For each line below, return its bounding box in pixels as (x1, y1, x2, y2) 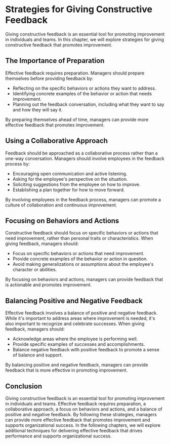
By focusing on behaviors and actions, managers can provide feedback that (5, 276, 163, 282)
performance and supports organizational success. (5, 433, 112, 439)
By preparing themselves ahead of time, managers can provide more (5, 116, 149, 123)
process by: (5, 160, 30, 167)
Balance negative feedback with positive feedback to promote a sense (12, 347, 159, 353)
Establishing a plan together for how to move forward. (12, 186, 125, 193)
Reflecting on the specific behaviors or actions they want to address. (12, 85, 156, 91)
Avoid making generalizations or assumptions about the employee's (12, 261, 154, 267)
